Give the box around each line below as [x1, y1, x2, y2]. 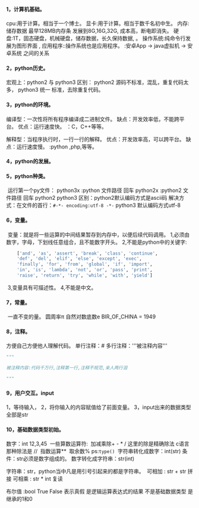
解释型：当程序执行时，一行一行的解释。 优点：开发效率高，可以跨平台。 [6, 135, 185, 143]
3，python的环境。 [6, 101, 54, 108]
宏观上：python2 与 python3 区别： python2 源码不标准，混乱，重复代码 [6, 79, 184, 86]
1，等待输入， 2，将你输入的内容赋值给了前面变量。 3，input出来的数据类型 [6, 404, 191, 411]
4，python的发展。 [6, 158, 54, 165]
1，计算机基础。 [6, 5, 46, 13]
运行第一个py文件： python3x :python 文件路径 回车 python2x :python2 [7, 187, 182, 194]
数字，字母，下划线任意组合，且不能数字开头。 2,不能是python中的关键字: [6, 238, 187, 246]
